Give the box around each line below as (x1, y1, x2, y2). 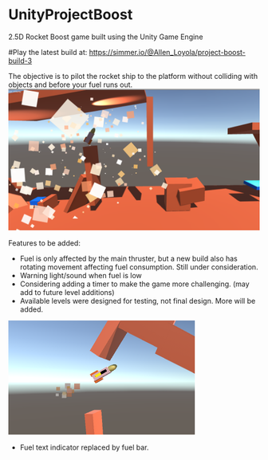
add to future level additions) (19, 288, 115, 297)
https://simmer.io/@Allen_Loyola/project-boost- (89, 47, 246, 57)
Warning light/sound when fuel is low (19, 271, 142, 281)
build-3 (8, 56, 33, 65)
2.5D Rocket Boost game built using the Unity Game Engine (8, 32, 203, 41)
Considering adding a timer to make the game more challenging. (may (19, 279, 250, 289)
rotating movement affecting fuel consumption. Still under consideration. (19, 262, 258, 272)
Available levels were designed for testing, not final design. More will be (19, 297, 256, 306)
